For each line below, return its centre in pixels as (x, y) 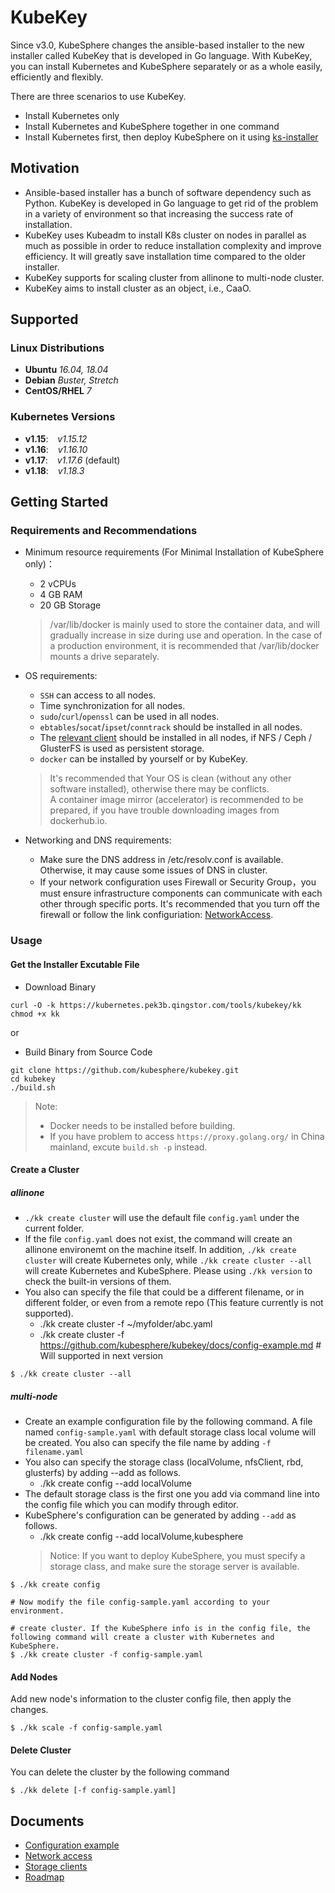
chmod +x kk (35, 1014)
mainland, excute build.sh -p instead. (128, 1147)
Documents (47, 1821)
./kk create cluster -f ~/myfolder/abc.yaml (126, 1324)
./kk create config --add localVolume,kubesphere (141, 1537)
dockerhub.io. (78, 821)
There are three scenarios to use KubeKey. (98, 96)
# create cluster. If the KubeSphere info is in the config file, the (160, 1629)
